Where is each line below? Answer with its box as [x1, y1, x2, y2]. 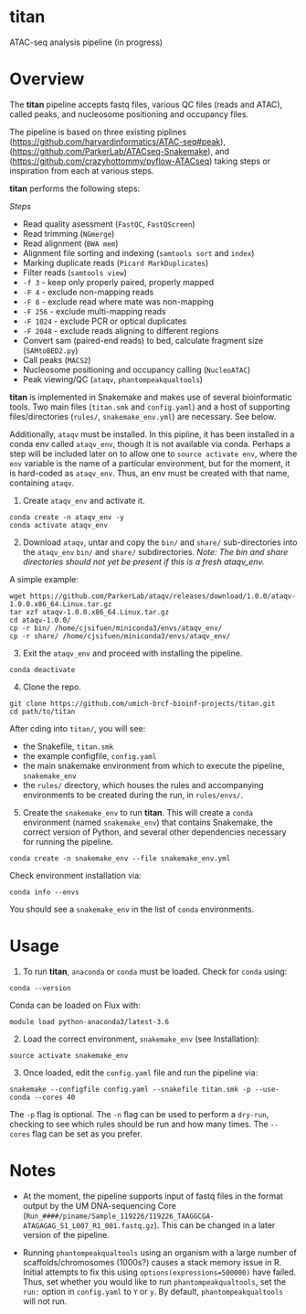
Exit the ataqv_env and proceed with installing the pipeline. [22, 647, 243, 658]
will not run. [22, 1296, 68, 1307]
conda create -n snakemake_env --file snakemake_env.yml [9, 853, 231, 863]
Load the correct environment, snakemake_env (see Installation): [22, 1033, 260, 1044]
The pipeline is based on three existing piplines [9, 126, 187, 137]
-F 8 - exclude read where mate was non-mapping [22, 295, 215, 307]
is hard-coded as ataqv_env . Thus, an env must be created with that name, [9, 467, 290, 478]
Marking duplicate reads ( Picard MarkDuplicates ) [22, 257, 209, 268]
